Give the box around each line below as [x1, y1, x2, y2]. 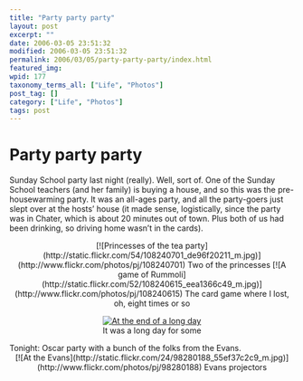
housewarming [9, 194, 65, 205]
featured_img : [9, 64, 63, 73]
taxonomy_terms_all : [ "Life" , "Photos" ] [9, 81, 165, 90]
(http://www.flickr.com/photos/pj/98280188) [36, 362, 203, 373]
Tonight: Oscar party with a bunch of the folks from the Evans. [9, 343, 241, 354]
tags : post [9, 106, 51, 115]
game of [117, 269, 149, 281]
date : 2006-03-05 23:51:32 [9, 38, 111, 48]
